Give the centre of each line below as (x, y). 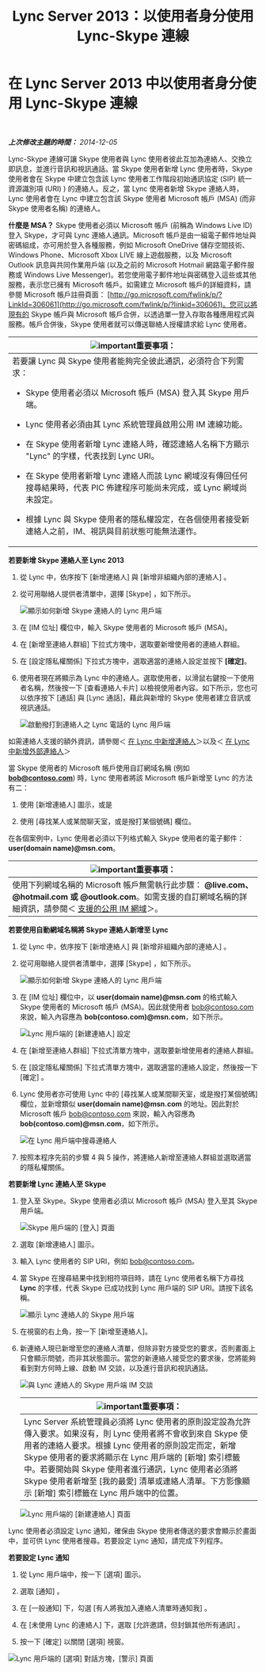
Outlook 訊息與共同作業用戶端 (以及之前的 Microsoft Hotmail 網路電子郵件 (128, 264)
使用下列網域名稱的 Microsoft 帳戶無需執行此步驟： (108, 885)
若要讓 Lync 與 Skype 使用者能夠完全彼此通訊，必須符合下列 (124, 361)
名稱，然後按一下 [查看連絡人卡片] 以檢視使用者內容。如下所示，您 (135, 687)
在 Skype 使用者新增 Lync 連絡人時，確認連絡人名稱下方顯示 (138, 444)
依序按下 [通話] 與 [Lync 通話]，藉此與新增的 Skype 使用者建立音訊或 (139, 697)
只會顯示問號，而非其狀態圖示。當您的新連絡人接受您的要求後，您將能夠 (137, 1358)
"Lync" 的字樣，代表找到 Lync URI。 (93, 456)
